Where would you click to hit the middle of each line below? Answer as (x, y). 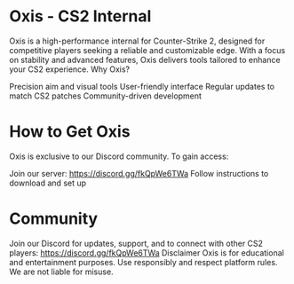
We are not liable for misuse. (61, 272)
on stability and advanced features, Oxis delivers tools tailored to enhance (145, 59)
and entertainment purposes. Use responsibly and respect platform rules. (143, 262)
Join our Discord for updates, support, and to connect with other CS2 (136, 243)
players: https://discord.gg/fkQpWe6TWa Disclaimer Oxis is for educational (147, 252)
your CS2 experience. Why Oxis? (70, 69)
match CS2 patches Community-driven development (106, 96)
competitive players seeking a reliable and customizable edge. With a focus (147, 50)
